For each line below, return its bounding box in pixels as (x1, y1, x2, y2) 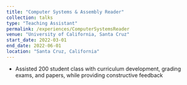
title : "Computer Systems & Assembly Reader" (6, 8, 124, 15)
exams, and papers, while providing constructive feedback (15, 71, 163, 79)
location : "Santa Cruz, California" (6, 49, 100, 55)
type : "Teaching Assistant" (6, 20, 78, 26)
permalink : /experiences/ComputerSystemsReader (6, 25, 130, 32)
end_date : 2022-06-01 (6, 43, 62, 49)
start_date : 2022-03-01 (6, 37, 67, 43)
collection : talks (6, 15, 53, 21)
